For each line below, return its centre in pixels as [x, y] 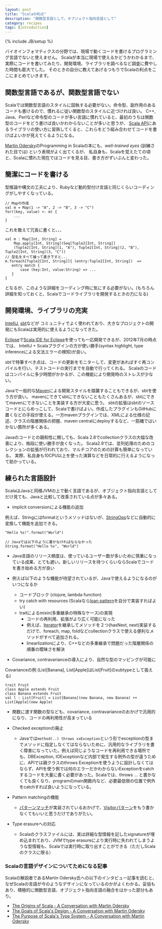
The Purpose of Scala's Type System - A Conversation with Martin [78, 916]
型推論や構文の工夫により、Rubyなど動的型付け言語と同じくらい [69, 187]
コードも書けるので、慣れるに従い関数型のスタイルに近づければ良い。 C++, [81, 111]
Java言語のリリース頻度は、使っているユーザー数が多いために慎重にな [82, 556]
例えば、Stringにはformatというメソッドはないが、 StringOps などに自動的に [81, 518]
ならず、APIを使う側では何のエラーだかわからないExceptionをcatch [87, 769]
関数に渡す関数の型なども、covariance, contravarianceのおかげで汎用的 [84, 712]
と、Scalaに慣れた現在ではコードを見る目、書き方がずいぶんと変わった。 [78, 158]
